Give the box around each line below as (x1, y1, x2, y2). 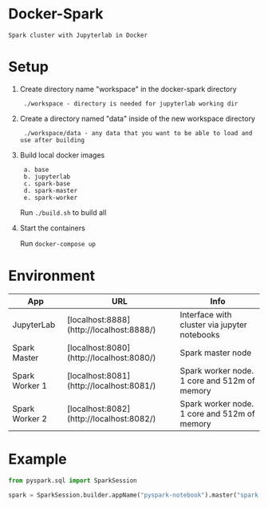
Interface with (179, 309, 232, 320)
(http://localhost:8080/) (66, 352, 156, 363)
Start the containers (19, 223, 85, 233)
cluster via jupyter (179, 319, 247, 330)
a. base (23, 166, 49, 174)
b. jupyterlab (23, 173, 71, 181)
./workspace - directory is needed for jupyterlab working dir (23, 99, 238, 108)
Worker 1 (12, 380, 48, 391)
